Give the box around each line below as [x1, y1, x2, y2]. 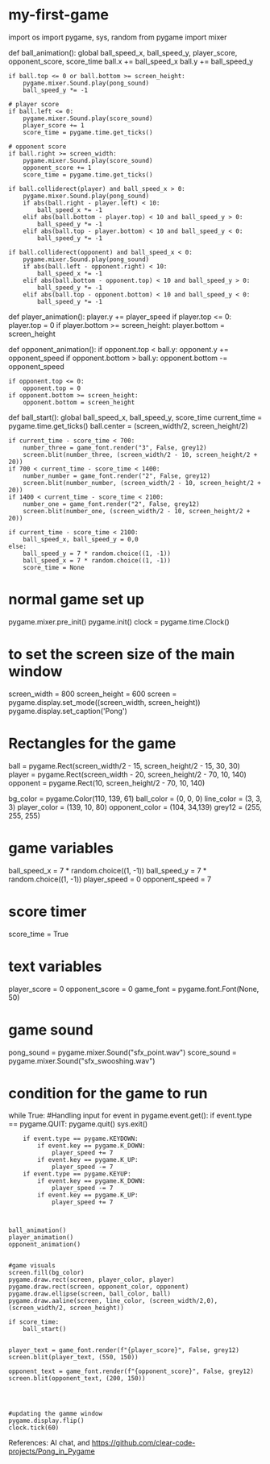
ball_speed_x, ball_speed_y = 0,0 [23, 535, 139, 543]
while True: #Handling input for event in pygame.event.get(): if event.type [8, 1110, 252, 1121]
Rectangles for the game [8, 735, 177, 753]
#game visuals [8, 1262, 56, 1270]
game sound [8, 1021, 94, 1039]
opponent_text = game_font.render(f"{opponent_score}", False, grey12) [8, 1367, 254, 1375]
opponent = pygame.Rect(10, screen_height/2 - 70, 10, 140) [8, 778, 206, 787]
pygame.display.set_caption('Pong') [8, 706, 127, 715]
